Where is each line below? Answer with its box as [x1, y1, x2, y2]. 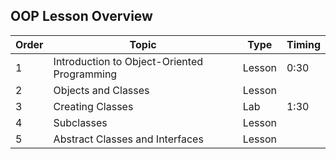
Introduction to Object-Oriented [53, 54, 204, 68]
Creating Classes [53, 99, 134, 113]
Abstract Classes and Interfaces [53, 132, 204, 146]
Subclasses [53, 115, 108, 129]
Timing [286, 37, 321, 51]
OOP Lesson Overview [10, 8, 153, 25]
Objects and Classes [53, 83, 150, 97]
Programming [53, 67, 118, 81]
